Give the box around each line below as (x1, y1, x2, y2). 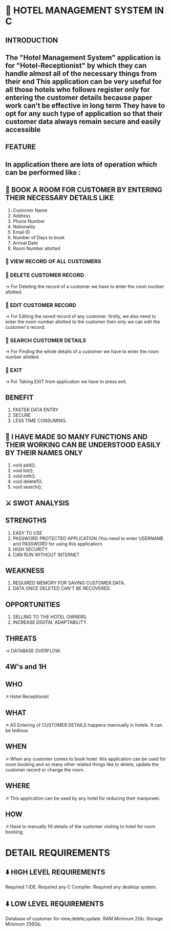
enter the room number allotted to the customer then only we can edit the (5, 319, 160, 325)
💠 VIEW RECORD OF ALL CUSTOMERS (5, 258, 101, 265)
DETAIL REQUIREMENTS (5, 847, 110, 858)
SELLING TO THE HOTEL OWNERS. (12, 614, 88, 620)
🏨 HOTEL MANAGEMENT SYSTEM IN (5, 5, 164, 16)
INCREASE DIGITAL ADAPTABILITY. (12, 619, 88, 625)
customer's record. (5, 324, 46, 330)
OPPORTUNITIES (5, 600, 60, 609)
